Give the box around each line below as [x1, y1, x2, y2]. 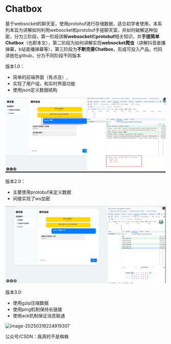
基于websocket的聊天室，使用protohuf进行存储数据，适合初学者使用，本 [5, 20, 158, 27]
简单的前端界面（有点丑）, [12, 74, 68, 80]
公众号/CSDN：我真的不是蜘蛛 [5, 333, 69, 339]
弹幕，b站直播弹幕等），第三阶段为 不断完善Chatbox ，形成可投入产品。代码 [5, 46, 163, 52]
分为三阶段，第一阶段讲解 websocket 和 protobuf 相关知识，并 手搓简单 [14, 33, 160, 39]
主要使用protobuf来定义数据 [12, 189, 71, 195]
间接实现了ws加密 [12, 195, 50, 201]
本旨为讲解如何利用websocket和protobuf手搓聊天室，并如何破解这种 [9, 27, 154, 33]
